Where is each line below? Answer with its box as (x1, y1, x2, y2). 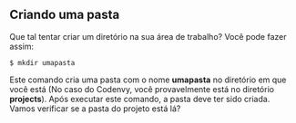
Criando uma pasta (9, 7, 120, 23)
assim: (9, 41, 35, 52)
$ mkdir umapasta (9, 58, 76, 67)
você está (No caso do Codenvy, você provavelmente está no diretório (9, 83, 275, 94)
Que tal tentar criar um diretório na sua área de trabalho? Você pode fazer (9, 31, 287, 42)
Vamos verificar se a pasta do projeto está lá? (9, 103, 181, 114)
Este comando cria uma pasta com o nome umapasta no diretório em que (9, 74, 287, 85)
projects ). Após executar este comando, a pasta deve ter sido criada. (9, 93, 270, 104)
